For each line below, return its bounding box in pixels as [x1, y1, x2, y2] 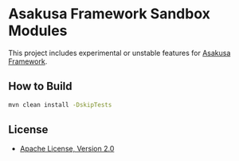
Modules [8, 22, 68, 40]
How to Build [8, 80, 73, 93]
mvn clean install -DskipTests [8, 100, 112, 108]
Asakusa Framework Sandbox [8, 5, 211, 23]
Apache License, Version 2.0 [19, 144, 115, 154]
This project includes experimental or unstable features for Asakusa [8, 48, 231, 57]
